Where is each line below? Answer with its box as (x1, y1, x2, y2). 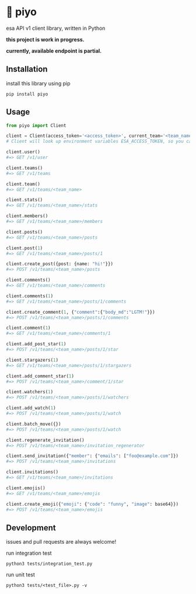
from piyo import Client (6, 122, 66, 128)
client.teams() (6, 165, 43, 171)
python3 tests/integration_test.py (6, 561, 93, 567)
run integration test (6, 550, 52, 557)
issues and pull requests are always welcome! (6, 538, 117, 545)
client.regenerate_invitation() (6, 437, 85, 443)
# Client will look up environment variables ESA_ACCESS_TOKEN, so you (6, 139, 184, 145)
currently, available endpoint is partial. (6, 47, 102, 54)
